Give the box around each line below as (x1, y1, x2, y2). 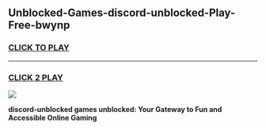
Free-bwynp (8, 19, 70, 32)
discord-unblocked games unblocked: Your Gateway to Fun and (8, 104, 222, 113)
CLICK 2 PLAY (8, 72, 63, 83)
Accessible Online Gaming (8, 113, 97, 122)
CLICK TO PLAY (8, 43, 70, 54)
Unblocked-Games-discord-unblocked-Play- (8, 6, 236, 20)
